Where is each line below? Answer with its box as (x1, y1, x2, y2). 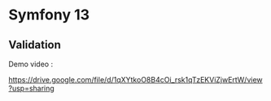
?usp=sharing (8, 83, 55, 93)
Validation (8, 38, 61, 52)
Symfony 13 (8, 6, 90, 24)
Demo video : (8, 59, 54, 69)
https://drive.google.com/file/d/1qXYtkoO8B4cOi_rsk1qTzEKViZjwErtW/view (8, 75, 263, 84)
